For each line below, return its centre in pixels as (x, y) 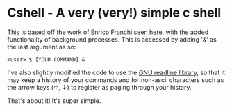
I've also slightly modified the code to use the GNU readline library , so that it (116, 72)
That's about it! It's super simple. (54, 101)
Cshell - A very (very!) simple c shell (114, 13)
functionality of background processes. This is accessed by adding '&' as (112, 39)
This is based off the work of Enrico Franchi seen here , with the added (108, 32)
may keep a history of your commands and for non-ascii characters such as (116, 80)
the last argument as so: (42, 47)
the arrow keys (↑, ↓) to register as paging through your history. (100, 87)
